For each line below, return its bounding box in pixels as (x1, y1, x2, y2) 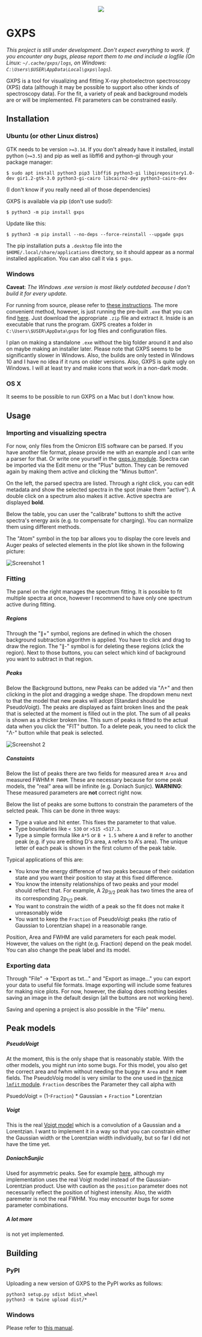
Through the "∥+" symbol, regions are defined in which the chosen (6, 630, 171, 637)
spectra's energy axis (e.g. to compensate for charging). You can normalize (6, 517, 194, 524)
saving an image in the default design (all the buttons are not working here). (6, 994, 194, 1001)
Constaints (6, 755, 35, 762)
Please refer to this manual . (6, 1324, 74, 1332)
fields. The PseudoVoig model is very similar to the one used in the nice (6, 1074, 183, 1082)
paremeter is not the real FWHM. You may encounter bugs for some (6, 1195, 174, 1203)
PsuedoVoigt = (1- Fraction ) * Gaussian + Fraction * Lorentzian (6, 1092, 162, 1100)
